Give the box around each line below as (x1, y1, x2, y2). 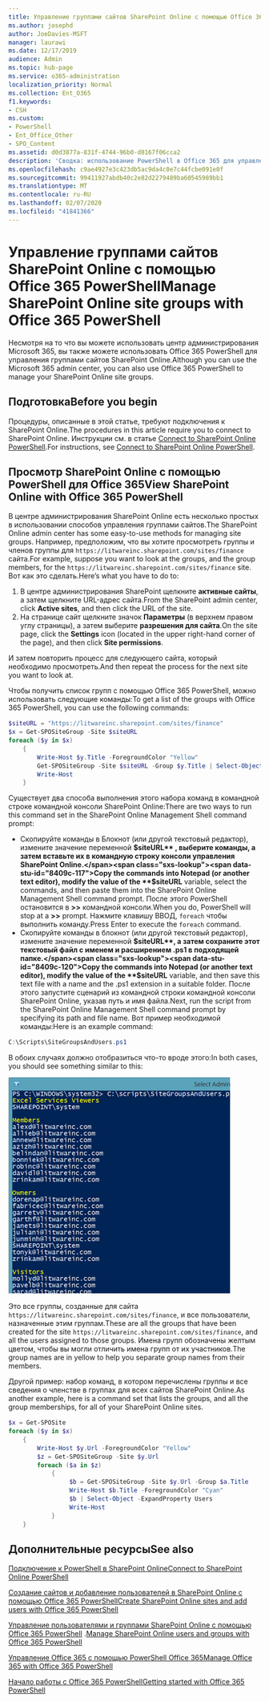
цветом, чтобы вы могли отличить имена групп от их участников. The (8, 1344, 246, 1354)
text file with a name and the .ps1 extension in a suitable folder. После (19, 979, 251, 989)
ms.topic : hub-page (8, 64, 74, 72)
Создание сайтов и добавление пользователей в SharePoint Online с (8, 1588, 243, 1598)
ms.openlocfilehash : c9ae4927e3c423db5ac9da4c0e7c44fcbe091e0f (8, 165, 224, 173)
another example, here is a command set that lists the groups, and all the (8, 1394, 248, 1404)
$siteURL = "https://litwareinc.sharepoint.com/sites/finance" (8, 719, 224, 727)
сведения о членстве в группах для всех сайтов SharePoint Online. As (8, 1385, 246, 1395)
